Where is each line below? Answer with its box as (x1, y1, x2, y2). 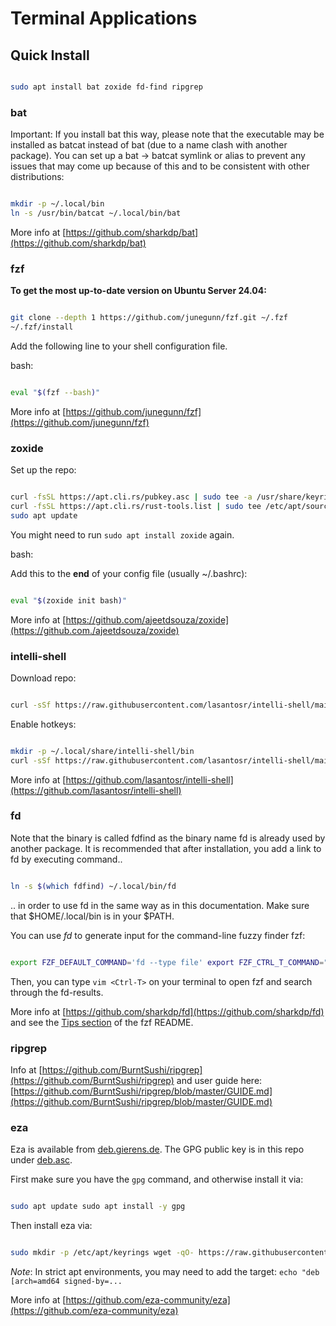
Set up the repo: (10, 464, 77, 476)
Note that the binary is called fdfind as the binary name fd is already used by (10, 832, 326, 844)
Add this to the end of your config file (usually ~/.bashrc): (10, 567, 248, 579)
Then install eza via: (10, 1220, 93, 1232)
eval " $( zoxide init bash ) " (10, 595, 128, 606)
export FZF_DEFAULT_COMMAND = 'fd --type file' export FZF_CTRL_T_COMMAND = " (10, 957, 329, 967)
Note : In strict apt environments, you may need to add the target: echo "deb (10, 1265, 320, 1277)
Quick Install (10, 47, 90, 64)
